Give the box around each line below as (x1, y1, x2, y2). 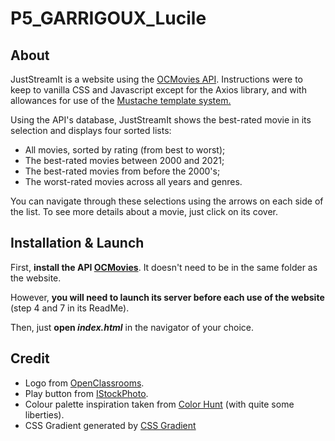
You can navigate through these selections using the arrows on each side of (10, 195, 324, 207)
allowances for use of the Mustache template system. (10, 95, 232, 106)
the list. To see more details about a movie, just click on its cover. (10, 206, 278, 217)
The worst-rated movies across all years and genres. (24, 176, 243, 187)
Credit (10, 350, 50, 367)
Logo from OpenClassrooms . (24, 377, 145, 389)
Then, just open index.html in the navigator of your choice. (10, 321, 255, 333)
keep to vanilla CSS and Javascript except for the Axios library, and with (10, 84, 307, 96)
